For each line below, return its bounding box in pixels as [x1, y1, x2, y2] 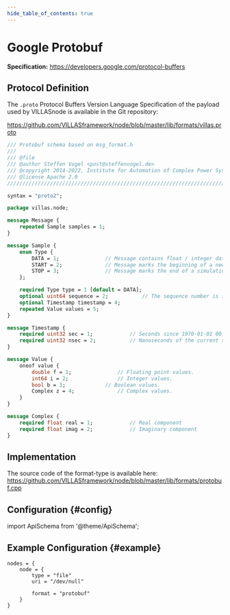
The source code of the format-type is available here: [7, 469, 158, 478]
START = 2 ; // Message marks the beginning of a [31, 262, 213, 268]
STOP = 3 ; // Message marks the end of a [31, 268, 194, 275]
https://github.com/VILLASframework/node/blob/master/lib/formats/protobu [7, 476, 222, 485]
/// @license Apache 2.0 [7, 173, 78, 181]
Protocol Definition [7, 82, 89, 93]
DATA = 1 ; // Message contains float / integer [31, 255, 213, 262]
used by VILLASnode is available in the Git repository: [7, 108, 159, 116]
